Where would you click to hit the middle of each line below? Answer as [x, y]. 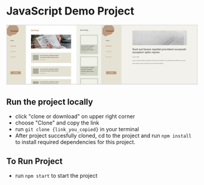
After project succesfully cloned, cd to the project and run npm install [103, 136]
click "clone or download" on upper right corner [75, 117]
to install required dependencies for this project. [75, 142]
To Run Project [34, 161]
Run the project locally [50, 102]
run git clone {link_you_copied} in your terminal [77, 129]
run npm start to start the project [56, 176]
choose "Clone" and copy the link [57, 123]
